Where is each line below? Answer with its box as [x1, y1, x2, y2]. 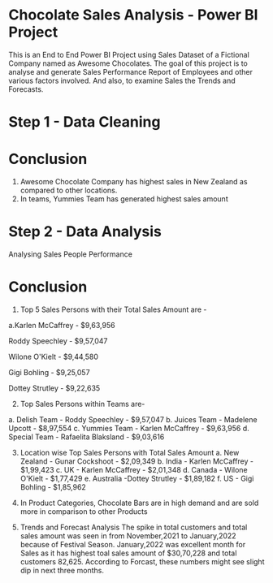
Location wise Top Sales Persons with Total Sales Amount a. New [19, 447, 240, 457]
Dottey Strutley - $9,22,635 [8, 383, 101, 393]
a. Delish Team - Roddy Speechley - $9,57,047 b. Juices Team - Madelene [8, 414, 258, 424]
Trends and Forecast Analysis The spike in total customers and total [19, 522, 248, 532]
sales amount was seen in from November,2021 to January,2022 [19, 530, 237, 541]
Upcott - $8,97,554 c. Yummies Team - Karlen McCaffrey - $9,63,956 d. [8, 423, 249, 433]
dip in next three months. [19, 565, 104, 575]
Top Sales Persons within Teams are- [19, 399, 145, 408]
